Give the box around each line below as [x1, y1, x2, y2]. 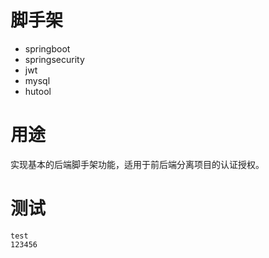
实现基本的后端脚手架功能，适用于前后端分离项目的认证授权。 [10, 158, 265, 170]
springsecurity [24, 53, 85, 65]
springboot [24, 42, 71, 55]
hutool [24, 85, 52, 97]
